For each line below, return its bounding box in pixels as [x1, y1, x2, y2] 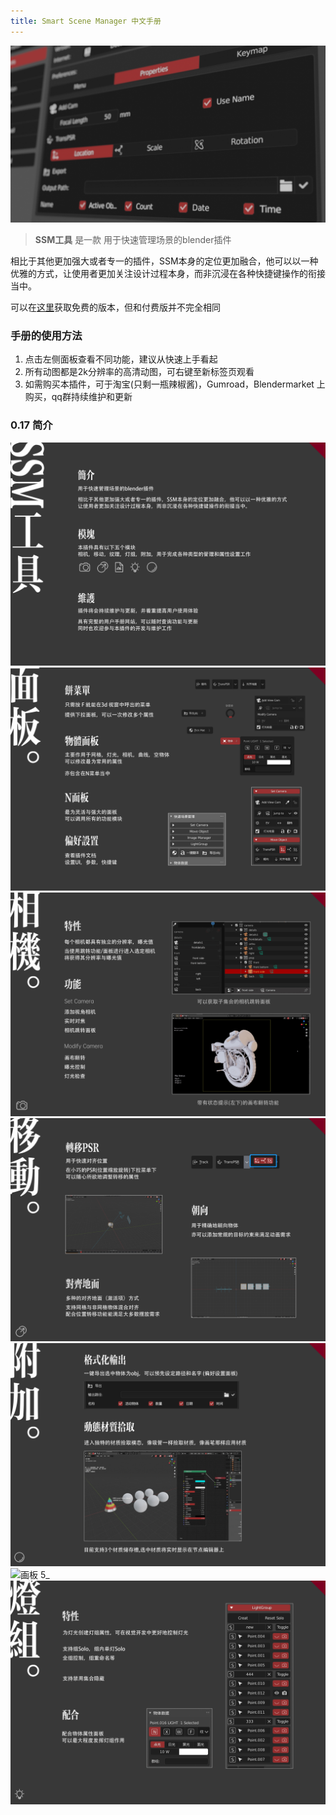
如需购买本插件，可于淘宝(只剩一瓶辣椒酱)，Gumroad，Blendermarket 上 [24, 378, 326, 390]
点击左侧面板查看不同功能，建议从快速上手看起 [24, 353, 218, 365]
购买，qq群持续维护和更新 [24, 391, 133, 403]
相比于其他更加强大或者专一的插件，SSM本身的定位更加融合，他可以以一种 [10, 255, 319, 267]
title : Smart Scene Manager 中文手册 [10, 16, 162, 26]
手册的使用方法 [10, 329, 83, 343]
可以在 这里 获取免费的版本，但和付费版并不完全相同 [10, 301, 221, 314]
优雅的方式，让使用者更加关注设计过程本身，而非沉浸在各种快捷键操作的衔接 [10, 268, 326, 280]
